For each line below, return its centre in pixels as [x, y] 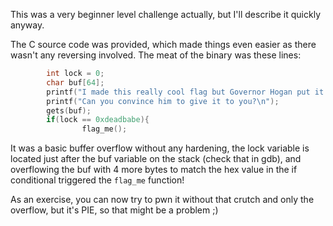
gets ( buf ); [69, 110]
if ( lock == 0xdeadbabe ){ [98, 120]
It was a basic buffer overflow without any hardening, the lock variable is [160, 148]
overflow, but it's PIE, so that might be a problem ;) [114, 210]
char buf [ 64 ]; [75, 82]
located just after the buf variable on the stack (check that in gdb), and [156, 159]
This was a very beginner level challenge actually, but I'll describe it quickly [166, 14]
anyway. [27, 25]
